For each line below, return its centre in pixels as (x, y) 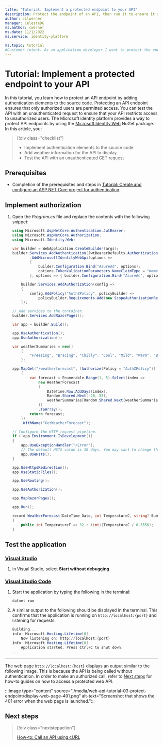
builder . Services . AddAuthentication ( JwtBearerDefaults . (70, 253)
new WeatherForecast (59, 382)
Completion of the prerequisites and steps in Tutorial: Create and (77, 184)
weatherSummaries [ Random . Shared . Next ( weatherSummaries (103, 400)
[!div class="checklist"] (40, 138)
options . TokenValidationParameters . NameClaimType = (91, 271)
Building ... (24, 629)
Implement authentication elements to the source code (79, 147)
